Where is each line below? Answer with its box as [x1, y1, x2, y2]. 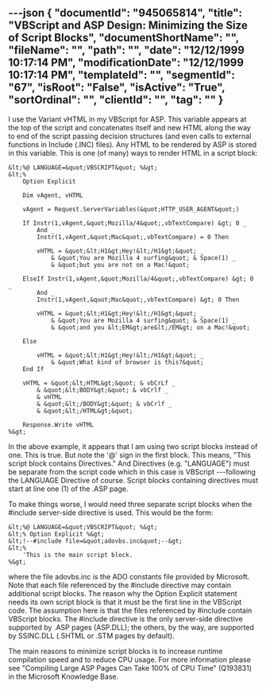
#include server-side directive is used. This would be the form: [8, 508, 214, 517]
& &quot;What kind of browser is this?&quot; [50, 358, 204, 366]
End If [22, 365, 44, 373]
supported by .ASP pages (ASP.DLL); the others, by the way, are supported [8, 622, 254, 632]
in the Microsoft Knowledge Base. [8, 672, 119, 681]
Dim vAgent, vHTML [22, 191, 83, 199]
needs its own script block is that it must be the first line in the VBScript [8, 597, 242, 606]
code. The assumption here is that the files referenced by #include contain [8, 606, 253, 615]
